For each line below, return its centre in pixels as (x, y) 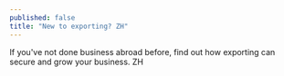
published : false (42, 18)
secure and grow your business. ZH (77, 62)
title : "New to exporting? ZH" (69, 26)
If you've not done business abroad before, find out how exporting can (142, 52)
